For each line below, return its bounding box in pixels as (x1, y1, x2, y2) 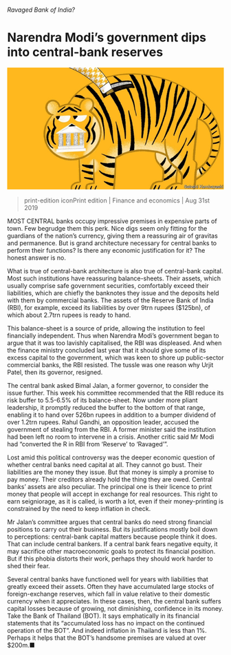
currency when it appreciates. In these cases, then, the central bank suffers (7, 597, 221, 605)
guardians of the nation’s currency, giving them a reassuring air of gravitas (7, 231, 218, 240)
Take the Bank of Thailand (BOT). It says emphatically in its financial (7, 612, 199, 620)
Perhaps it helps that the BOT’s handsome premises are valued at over (7, 634, 206, 642)
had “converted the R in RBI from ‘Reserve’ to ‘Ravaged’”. (7, 440, 168, 448)
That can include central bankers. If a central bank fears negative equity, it (7, 540, 218, 548)
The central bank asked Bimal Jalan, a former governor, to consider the (7, 382, 209, 390)
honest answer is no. (7, 253, 67, 262)
